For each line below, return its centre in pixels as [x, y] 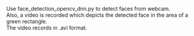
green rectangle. [27, 21]
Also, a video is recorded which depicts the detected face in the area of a [97, 15]
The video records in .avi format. [47, 28]
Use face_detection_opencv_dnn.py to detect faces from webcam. [88, 9]
